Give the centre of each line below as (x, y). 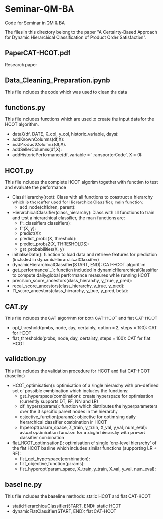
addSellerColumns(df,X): (37, 150)
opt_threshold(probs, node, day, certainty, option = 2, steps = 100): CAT (84, 328)
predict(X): (30, 233)
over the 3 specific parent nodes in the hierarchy (69, 411)
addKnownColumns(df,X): (38, 139)
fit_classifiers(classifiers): (45, 223)
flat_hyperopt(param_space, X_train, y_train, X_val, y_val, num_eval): (88, 469)
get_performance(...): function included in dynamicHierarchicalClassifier (85, 270)
